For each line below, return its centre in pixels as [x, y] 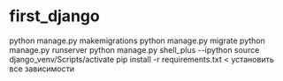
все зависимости [42, 69]
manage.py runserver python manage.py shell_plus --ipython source [134, 49]
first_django [54, 16]
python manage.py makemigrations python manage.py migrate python [137, 40]
